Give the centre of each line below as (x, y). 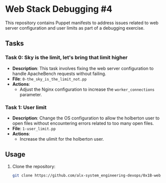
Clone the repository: (34, 166)
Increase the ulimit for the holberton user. (62, 139)
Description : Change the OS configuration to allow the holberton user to (86, 118)
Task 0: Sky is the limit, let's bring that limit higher (66, 58)
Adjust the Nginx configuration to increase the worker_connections (87, 89)
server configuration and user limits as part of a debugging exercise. (75, 28)
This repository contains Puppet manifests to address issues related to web (82, 23)
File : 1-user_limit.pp (34, 128)
